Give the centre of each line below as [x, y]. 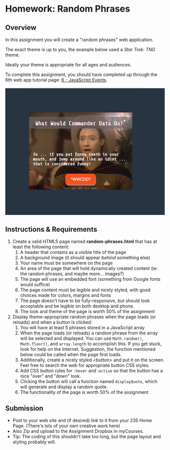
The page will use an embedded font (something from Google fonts [90, 279]
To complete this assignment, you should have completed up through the [81, 74]
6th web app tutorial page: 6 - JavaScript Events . [56, 80]
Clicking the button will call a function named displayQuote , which [89, 382]
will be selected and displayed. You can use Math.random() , [82, 339]
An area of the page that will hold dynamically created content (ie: [89, 269]
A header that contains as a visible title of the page [73, 252]
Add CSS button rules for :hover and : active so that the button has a [91, 371]
